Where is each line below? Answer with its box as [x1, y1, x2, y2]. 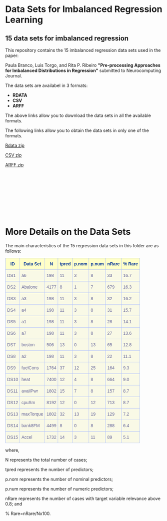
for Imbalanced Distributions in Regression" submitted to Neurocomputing [5, 67, 161, 73]
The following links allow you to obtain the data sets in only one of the [5, 127, 149, 133]
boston [21, 342, 35, 348]
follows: [5, 248, 21, 254]
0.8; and [5, 501, 22, 507]
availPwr [21, 388, 38, 394]
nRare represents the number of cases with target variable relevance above [5, 496, 161, 502]
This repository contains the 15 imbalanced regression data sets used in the [5, 47, 161, 53]
